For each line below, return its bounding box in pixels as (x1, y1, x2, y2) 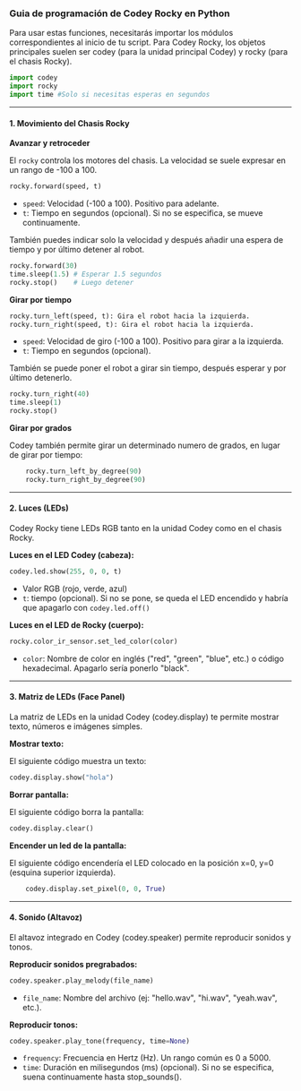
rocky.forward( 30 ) (9, 262, 78, 271)
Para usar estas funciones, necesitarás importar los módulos (9, 28, 234, 39)
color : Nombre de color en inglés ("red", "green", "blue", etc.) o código (21, 653, 285, 664)
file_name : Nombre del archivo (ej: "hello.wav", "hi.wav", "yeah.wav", (21, 992, 278, 1003)
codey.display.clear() (9, 823, 94, 833)
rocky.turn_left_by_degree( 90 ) (25, 467, 142, 476)
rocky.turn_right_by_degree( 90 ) (25, 475, 146, 484)
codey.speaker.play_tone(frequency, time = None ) (9, 1036, 191, 1045)
